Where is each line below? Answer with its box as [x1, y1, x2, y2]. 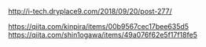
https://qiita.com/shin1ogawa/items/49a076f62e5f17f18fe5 [8, 31, 198, 39]
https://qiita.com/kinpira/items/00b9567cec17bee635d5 [8, 22, 189, 31]
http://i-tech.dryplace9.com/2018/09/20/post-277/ [8, 7, 172, 16]
